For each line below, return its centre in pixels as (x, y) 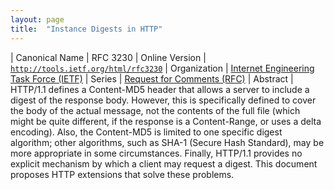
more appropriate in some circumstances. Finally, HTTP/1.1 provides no (156, 153)
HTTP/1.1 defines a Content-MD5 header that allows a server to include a (160, 89)
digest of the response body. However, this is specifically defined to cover (163, 100)
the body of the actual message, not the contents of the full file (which (155, 110)
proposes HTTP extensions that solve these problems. (122, 174)
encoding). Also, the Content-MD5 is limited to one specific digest (146, 132)
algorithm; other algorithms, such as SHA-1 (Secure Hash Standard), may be (167, 142)
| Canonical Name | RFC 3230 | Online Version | (108, 57)
